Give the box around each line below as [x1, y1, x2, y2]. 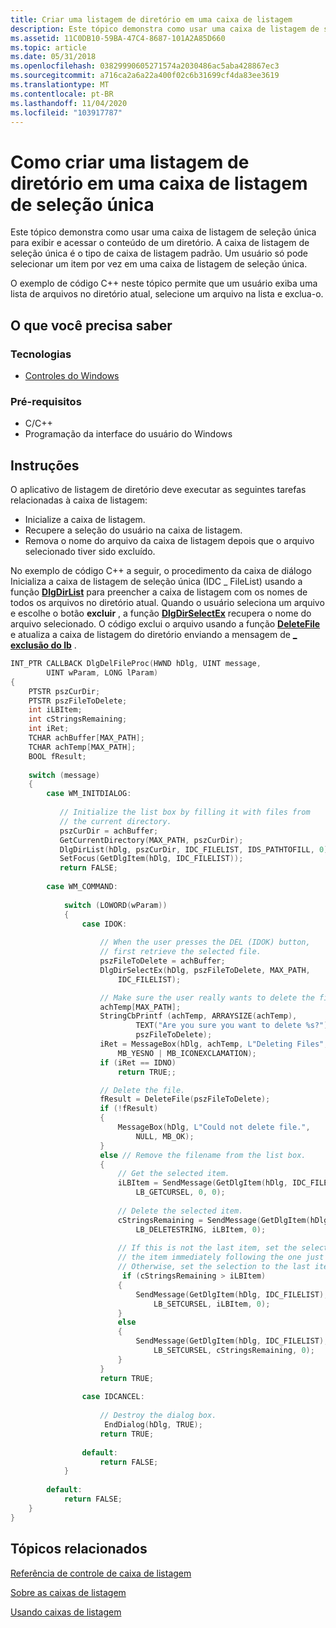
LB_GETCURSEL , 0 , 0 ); [135, 1187, 226, 1198]
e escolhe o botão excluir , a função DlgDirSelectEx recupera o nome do [10, 607, 312, 620]
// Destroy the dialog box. [99, 1411, 217, 1421]
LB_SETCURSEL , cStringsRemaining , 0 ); [153, 1346, 315, 1356]
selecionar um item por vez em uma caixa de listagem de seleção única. [10, 258, 308, 270]
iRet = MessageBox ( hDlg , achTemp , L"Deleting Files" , [99, 1039, 329, 1050]
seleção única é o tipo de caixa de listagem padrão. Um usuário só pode [10, 247, 309, 260]
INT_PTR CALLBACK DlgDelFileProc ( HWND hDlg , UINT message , [10, 659, 262, 669]
